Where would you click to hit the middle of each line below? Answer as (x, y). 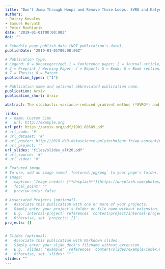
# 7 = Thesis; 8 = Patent (31, 73)
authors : (14, 14)
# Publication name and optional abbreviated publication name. (72, 87)
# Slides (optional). (27, 236)
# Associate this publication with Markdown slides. (62, 240)
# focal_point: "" (26, 186)
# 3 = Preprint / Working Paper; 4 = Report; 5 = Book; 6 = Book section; (83, 69)
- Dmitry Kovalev (23, 19)
